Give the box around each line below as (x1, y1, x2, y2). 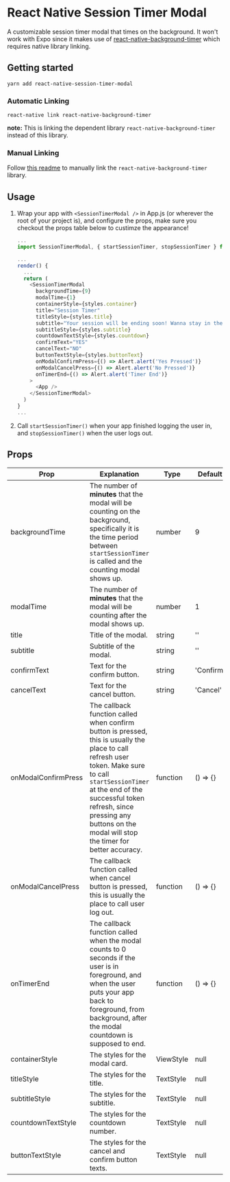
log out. (89, 907, 114, 917)
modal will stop (89, 828, 138, 837)
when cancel (89, 873, 131, 883)
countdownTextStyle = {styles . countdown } (35, 332, 149, 339)
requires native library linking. (7, 42, 91, 50)
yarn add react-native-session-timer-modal (7, 80, 133, 87)
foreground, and (89, 970, 142, 979)
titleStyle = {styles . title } (35, 313, 113, 320)
